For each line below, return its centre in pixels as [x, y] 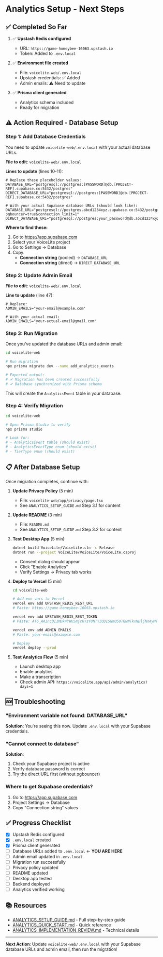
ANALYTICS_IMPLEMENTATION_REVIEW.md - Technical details [76, 930]
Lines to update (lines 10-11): [34, 171]
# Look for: [17, 438]
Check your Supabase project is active [51, 764]
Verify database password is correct [49, 769]
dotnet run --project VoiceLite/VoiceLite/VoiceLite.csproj [74, 552]
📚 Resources [26, 906]
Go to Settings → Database [39, 247]
